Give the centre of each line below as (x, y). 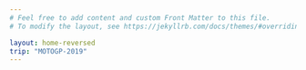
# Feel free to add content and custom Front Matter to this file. (140, 18)
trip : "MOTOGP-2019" (49, 51)
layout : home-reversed (52, 43)
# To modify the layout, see (65, 26)
